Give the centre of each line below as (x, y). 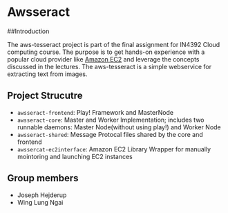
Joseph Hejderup (42, 195)
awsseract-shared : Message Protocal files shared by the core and (110, 134)
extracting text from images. (47, 74)
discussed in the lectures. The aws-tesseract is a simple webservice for (110, 66)
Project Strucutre (45, 96)
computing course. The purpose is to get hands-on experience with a (106, 52)
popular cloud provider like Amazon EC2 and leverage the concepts (103, 59)
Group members (43, 178)
